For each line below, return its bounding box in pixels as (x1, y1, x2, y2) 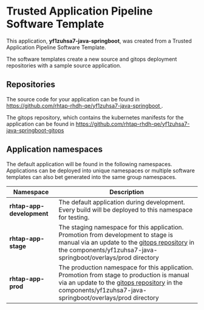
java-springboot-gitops (6, 126, 64, 134)
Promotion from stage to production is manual (58, 271, 189, 279)
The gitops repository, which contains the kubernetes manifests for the (6, 113, 184, 121)
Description (109, 187, 144, 196)
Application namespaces (6, 144, 103, 155)
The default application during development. (58, 198, 185, 206)
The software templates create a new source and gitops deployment (6, 55, 177, 62)
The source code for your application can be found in (6, 95, 140, 103)
